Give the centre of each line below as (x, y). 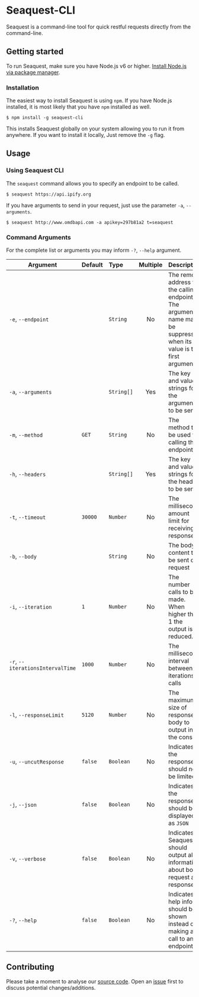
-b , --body (23, 557)
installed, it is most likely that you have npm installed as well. (78, 107)
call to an (181, 939)
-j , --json (23, 805)
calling (177, 442)
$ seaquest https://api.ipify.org (49, 194)
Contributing (30, 967)
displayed (182, 816)
